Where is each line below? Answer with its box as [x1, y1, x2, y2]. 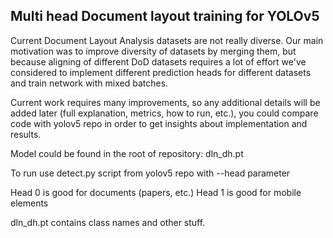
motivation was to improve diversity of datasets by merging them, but [10, 45, 297, 57]
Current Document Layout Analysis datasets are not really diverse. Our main [10, 34, 324, 46]
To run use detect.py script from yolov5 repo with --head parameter [10, 167, 291, 179]
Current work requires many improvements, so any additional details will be [10, 96, 321, 108]
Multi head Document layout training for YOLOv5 [10, 8, 320, 25]
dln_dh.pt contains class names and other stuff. [10, 216, 206, 228]
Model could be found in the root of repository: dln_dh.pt [10, 147, 244, 159]
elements [10, 197, 49, 209]
